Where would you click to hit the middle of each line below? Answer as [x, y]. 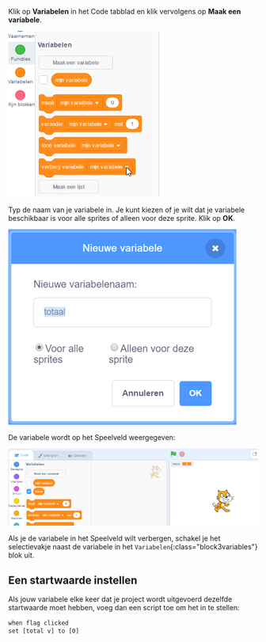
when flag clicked [38, 623]
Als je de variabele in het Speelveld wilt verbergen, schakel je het [114, 538]
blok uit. [21, 555]
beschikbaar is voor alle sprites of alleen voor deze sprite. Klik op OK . [122, 218]
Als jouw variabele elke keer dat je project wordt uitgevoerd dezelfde [120, 599]
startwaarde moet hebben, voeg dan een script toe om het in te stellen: [124, 608]
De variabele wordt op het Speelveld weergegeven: [92, 437]
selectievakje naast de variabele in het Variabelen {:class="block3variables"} [133, 547]
